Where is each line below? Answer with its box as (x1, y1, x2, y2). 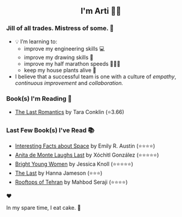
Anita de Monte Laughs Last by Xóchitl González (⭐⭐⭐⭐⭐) (14, 151, 159, 159)
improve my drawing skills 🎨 (23, 54, 94, 61)
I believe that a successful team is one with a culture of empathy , (14, 73, 177, 80)
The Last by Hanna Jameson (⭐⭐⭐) (14, 169, 103, 177)
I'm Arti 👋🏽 (80, 6, 121, 16)
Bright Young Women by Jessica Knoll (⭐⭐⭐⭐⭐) (14, 160, 133, 168)
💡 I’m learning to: (14, 37, 58, 45)
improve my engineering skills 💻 (23, 45, 105, 52)
